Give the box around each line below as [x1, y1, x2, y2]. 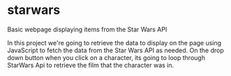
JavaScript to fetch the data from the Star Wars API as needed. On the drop [7, 46, 225, 54]
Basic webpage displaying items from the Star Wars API [7, 25, 167, 33]
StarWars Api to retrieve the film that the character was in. [7, 61, 174, 69]
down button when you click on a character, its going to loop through [7, 53, 206, 61]
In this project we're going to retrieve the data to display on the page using [7, 38, 222, 47]
